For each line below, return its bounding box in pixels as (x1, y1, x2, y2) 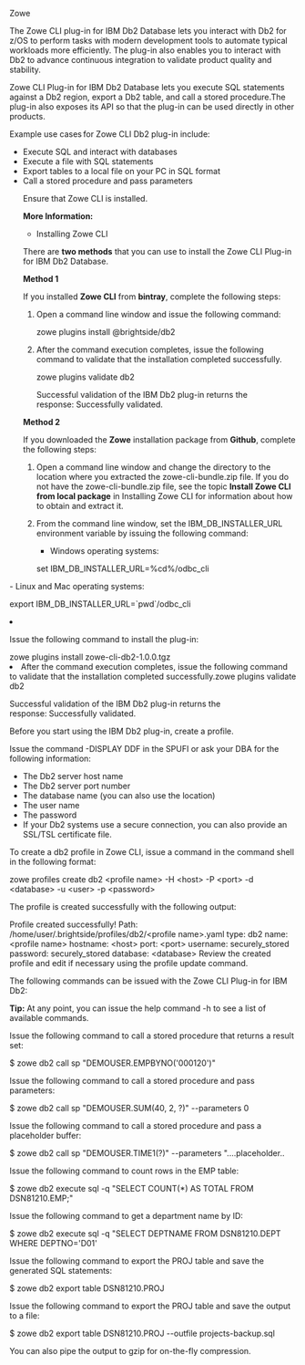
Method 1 (22, 274, 59, 284)
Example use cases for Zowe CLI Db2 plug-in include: (9, 129, 211, 140)
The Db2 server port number (22, 780, 131, 791)
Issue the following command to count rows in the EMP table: (9, 1165, 239, 1176)
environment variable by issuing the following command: (36, 528, 249, 538)
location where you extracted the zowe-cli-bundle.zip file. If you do (36, 472, 290, 482)
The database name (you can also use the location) (22, 790, 216, 801)
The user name (22, 800, 80, 810)
